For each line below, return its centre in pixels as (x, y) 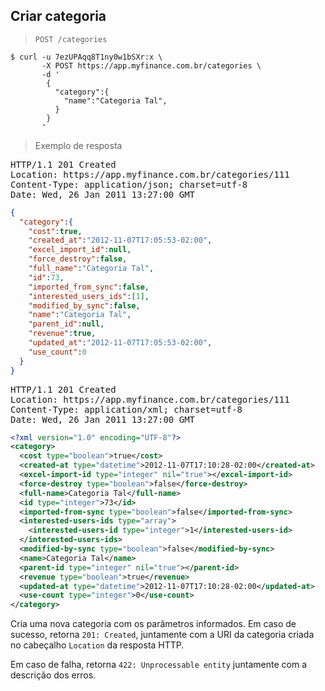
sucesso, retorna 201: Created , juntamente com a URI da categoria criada (162, 635)
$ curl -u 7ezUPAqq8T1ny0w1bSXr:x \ (86, 57)
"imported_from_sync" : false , (89, 287)
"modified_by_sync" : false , (84, 305)
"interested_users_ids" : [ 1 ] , (89, 296)
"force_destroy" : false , (78, 259)
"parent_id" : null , (66, 324)
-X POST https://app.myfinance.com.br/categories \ (151, 65)
